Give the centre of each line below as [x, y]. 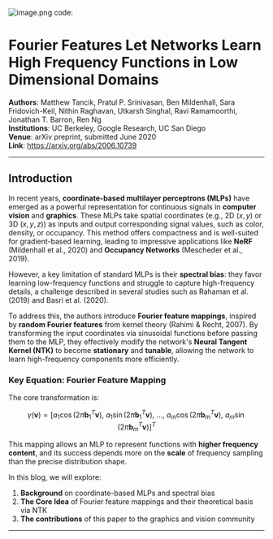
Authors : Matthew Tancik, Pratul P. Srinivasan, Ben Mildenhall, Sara [122, 102]
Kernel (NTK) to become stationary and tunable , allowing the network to [131, 350]
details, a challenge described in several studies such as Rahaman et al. [129, 291]
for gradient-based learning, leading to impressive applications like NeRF [131, 241]
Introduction [41, 179]
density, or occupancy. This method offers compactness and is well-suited [133, 232]
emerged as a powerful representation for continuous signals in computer [132, 206]
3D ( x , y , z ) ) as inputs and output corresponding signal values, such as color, [136, 224]
